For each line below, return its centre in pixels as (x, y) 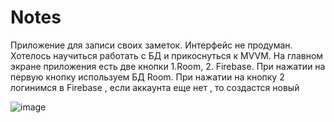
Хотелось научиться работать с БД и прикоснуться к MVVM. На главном (167, 55)
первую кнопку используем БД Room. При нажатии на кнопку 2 (147, 77)
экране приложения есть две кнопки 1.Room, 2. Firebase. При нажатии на (168, 66)
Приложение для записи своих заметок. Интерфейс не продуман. (151, 45)
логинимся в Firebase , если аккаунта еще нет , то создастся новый (155, 87)
